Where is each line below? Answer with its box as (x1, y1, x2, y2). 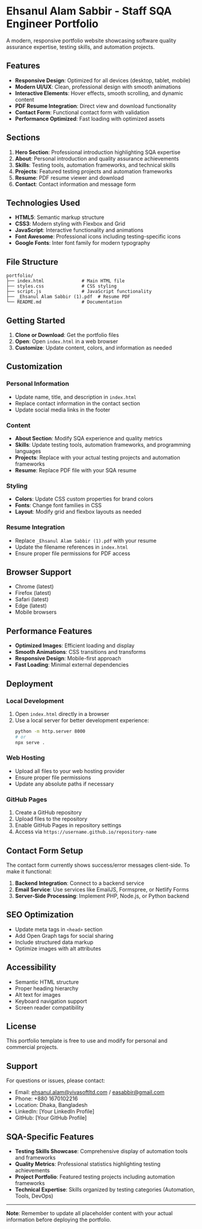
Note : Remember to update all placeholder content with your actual (6, 1209, 173, 1216)
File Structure (6, 257, 58, 267)
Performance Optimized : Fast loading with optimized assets (14, 115, 165, 122)
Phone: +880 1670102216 (14, 1095, 78, 1102)
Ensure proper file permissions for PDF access (14, 549, 130, 557)
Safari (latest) (14, 596, 49, 603)
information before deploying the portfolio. (6, 1216, 111, 1223)
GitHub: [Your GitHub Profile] (14, 1114, 87, 1121)
